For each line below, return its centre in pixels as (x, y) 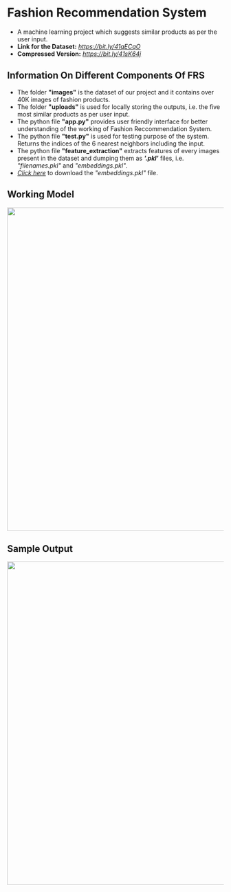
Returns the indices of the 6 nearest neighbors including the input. (111, 143)
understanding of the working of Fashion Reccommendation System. (114, 128)
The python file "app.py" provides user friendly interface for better (112, 121)
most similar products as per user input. (74, 114)
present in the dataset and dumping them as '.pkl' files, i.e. (100, 158)
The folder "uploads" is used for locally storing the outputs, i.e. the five (119, 107)
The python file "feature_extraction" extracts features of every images (118, 150)
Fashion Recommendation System (107, 13)
